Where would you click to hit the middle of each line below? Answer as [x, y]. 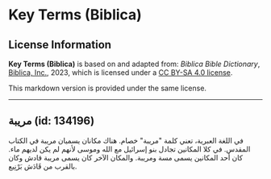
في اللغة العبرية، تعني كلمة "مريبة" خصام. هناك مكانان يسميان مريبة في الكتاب [126, 140]
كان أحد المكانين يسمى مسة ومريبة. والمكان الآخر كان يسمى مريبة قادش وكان [126, 157]
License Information [60, 45]
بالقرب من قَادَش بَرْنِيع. [43, 166]
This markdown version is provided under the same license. [108, 88]
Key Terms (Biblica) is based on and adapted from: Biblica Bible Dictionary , [134, 64]
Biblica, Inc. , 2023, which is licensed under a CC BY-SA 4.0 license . [121, 73]
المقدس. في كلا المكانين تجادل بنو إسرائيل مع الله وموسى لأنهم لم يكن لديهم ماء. [129, 149]
